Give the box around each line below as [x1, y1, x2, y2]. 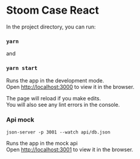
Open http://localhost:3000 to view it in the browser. [6, 83, 135, 90]
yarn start [6, 65, 38, 72]
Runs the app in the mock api [6, 139, 78, 147]
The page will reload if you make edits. [6, 94, 101, 101]
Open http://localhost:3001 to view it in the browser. [6, 146, 133, 153]
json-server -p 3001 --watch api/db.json [6, 129, 111, 135]
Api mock [6, 116, 35, 124]
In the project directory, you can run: [6, 23, 96, 30]
